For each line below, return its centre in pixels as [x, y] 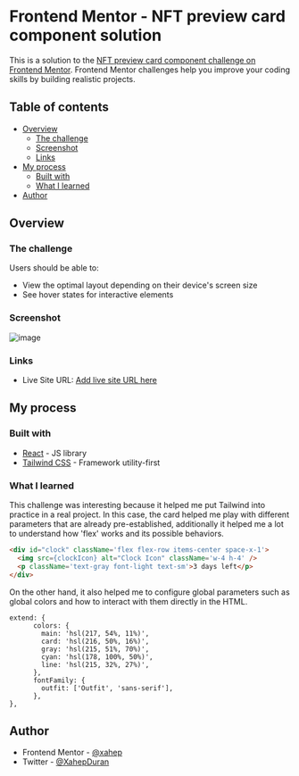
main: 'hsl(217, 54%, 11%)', [96, 633]
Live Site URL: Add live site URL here [90, 380]
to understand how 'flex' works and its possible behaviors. [117, 534]
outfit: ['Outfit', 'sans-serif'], [108, 688]
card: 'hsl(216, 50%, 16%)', [96, 641]
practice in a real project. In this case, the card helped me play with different [149, 514]
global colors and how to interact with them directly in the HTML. [129, 601]
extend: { [28, 618]
